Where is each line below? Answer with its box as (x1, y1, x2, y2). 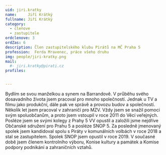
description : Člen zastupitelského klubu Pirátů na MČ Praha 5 (5, 45, 141, 50)
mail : (5, 59, 17, 64)
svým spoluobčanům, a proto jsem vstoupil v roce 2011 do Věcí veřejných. (5, 112, 158, 118)
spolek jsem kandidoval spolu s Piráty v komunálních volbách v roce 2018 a (5, 128, 162, 134)
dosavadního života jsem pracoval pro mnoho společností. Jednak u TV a (5, 96, 157, 102)
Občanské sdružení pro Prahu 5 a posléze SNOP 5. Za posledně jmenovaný (5, 123, 161, 129)
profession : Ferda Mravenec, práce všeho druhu (5, 49, 109, 54)
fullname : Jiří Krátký (5, 17, 53, 22)
